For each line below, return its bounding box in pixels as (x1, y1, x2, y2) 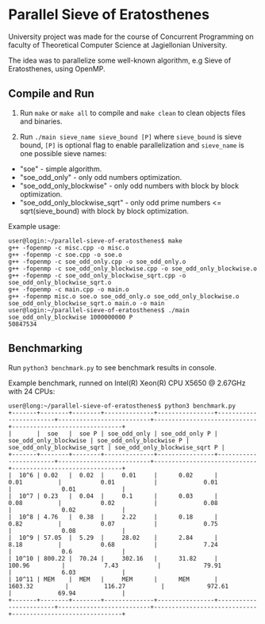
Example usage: (8, 221, 61, 231)
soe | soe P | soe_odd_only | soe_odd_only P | (47, 430, 218, 438)
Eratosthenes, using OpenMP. (8, 63, 106, 73)
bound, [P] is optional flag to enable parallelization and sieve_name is (19, 140, 244, 150)
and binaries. (19, 117, 63, 126)
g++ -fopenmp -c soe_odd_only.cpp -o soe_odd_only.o (8, 258, 186, 266)
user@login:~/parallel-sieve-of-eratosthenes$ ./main (8, 306, 190, 314)
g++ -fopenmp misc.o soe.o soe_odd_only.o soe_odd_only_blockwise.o (8, 292, 240, 301)
